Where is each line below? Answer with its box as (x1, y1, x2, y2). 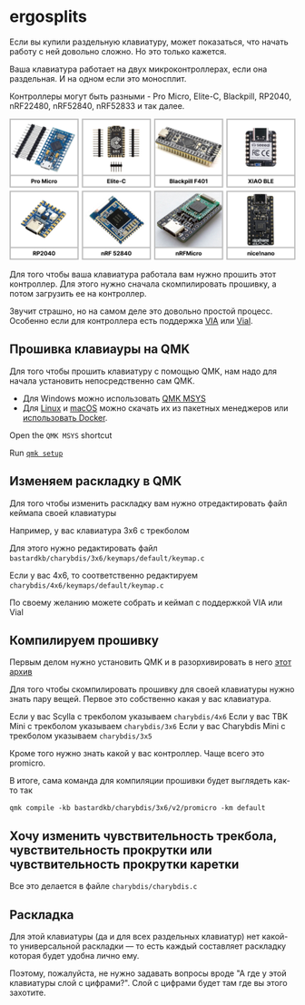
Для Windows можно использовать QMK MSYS (22, 393, 206, 404)
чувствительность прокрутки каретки (9, 856, 240, 872)
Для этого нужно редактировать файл (9, 542, 158, 553)
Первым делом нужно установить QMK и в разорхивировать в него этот (9, 657, 292, 668)
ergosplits (9, 6, 88, 27)
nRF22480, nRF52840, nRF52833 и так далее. (9, 100, 185, 111)
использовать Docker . (22, 412, 108, 423)
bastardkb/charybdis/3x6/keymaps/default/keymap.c (9, 553, 205, 563)
